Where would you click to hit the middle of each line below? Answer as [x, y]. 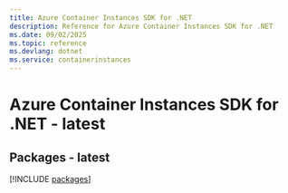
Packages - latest [60, 157]
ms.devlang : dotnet [46, 52]
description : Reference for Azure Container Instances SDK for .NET [141, 26]
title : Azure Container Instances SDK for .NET [101, 18]
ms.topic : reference [48, 43]
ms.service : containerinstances [70, 60]
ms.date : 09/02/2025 [48, 34]
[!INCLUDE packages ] [50, 179]
